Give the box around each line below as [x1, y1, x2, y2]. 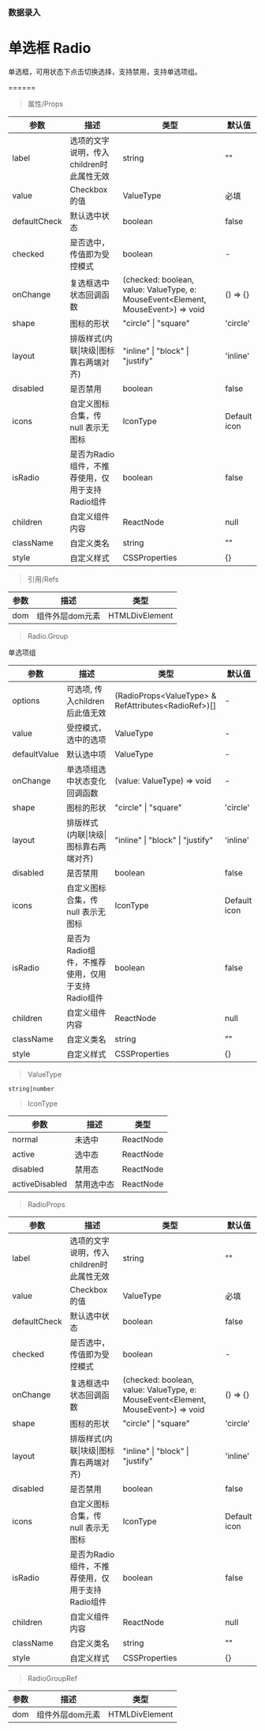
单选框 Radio [8, 40, 91, 57]
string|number [8, 1084, 55, 1093]
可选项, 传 [66, 683, 103, 694]
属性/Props [27, 99, 64, 108]
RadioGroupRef [27, 1673, 77, 1683]
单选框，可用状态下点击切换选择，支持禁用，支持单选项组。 [8, 66, 202, 76]
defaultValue [12, 748, 59, 759]
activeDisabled [12, 1178, 67, 1189]
